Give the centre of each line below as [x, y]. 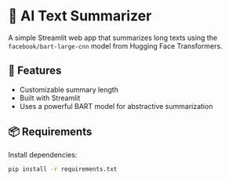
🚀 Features [35, 71]
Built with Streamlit [50, 98]
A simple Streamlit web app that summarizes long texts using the [113, 38]
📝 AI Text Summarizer [80, 16]
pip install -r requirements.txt [63, 169]
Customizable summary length [69, 89]
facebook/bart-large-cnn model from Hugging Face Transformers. [115, 45]
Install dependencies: [43, 154]
